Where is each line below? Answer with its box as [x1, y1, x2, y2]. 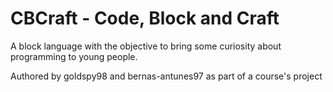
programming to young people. [10, 50, 138, 62]
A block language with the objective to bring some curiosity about [10, 40, 282, 52]
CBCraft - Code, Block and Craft [10, 7, 280, 30]
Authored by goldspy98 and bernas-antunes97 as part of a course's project [10, 70, 323, 82]
